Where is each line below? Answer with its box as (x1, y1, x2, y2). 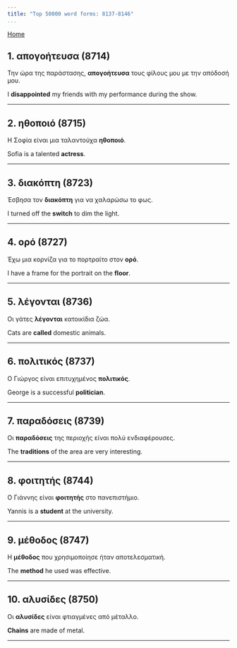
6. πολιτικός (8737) (7, 355, 95, 367)
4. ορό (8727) (7, 236, 68, 248)
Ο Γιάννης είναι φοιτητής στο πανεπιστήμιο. (7, 493, 140, 502)
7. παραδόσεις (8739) (7, 415, 104, 427)
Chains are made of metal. (7, 626, 85, 635)
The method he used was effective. (7, 566, 111, 575)
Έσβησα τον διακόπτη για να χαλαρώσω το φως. (7, 196, 153, 204)
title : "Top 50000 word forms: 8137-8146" (7, 10, 134, 18)
